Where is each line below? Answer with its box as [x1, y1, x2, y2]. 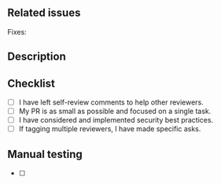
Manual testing [7, 147, 83, 160]
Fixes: [7, 27, 27, 36]
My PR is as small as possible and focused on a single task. [18, 106, 212, 116]
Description [7, 50, 66, 64]
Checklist [7, 76, 56, 90]
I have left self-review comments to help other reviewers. [18, 98, 204, 107]
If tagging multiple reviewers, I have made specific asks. [18, 124, 201, 134]
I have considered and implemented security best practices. [18, 116, 214, 125]
